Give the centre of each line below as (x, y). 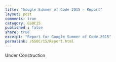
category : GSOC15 (23, 23)
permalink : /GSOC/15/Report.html (39, 41)
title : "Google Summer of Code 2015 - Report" (54, 10)
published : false (24, 28)
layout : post (19, 14)
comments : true (21, 19)
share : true (17, 32)
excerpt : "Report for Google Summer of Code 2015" (58, 37)
